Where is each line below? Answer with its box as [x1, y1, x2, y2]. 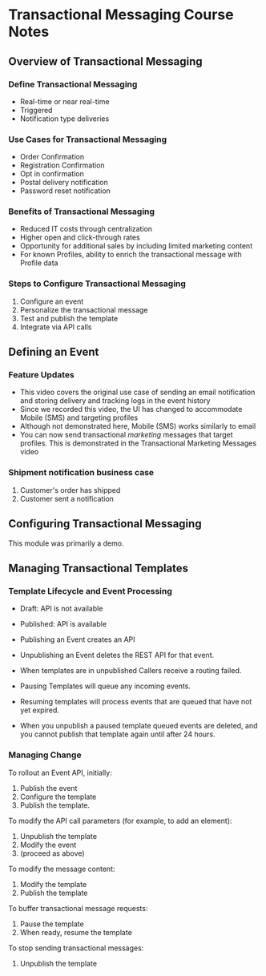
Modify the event [19, 840, 77, 849]
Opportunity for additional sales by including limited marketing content [19, 241, 253, 251]
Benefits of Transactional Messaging [8, 206, 155, 217]
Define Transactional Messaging [8, 79, 138, 90]
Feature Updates [8, 369, 75, 381]
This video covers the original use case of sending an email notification [19, 387, 256, 397]
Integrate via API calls [19, 322, 92, 332]
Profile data [19, 258, 58, 268]
